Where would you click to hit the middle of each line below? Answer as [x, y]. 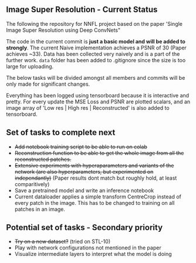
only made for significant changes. [48, 84]
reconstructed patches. [43, 159]
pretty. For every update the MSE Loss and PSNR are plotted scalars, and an [98, 102]
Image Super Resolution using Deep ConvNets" [63, 30]
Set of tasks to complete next [61, 132]
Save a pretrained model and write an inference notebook [84, 190]
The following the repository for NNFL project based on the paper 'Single [94, 23]
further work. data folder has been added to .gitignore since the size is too [96, 60]
